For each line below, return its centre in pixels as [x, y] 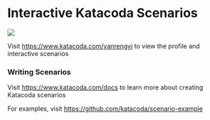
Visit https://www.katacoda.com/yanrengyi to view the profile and [104, 46]
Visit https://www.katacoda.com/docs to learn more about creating [105, 87]
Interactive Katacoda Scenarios [103, 13]
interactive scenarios [38, 53]
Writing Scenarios [39, 72]
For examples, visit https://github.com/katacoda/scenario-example [105, 109]
